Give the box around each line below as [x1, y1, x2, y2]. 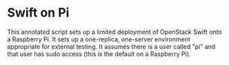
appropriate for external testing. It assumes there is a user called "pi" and [7, 42, 216, 50]
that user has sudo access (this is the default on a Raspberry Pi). [7, 50, 191, 58]
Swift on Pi [7, 5, 70, 21]
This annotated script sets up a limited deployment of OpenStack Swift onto [7, 28, 222, 36]
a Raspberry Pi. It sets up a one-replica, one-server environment [7, 35, 191, 43]
